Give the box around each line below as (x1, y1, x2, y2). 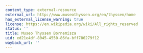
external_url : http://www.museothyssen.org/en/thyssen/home (5, 12, 136, 17)
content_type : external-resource (5, 7, 77, 13)
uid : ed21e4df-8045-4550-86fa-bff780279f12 (5, 36, 100, 41)
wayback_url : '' (5, 40, 40, 45)
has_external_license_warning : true (5, 17, 83, 22)
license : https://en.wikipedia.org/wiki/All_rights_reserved (5, 21, 138, 27)
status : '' (5, 26, 29, 31)
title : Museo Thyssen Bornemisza (5, 31, 77, 36)
